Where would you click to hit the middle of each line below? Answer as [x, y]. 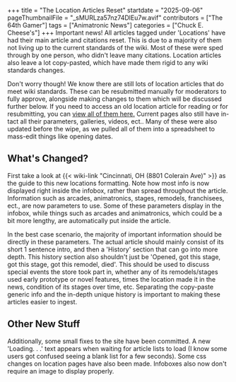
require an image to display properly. [61, 371]
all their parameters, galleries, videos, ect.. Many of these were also [119, 121]
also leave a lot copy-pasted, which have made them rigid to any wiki [108, 62]
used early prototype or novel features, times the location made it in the [112, 279]
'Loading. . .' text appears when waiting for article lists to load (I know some [117, 348]
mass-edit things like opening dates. [60, 136]
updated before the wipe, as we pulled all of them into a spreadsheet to [111, 129]
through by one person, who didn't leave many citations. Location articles [114, 55]
